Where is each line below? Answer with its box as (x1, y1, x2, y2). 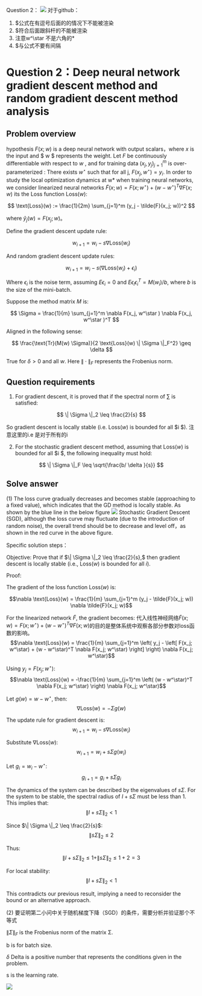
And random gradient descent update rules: (6, 252, 115, 260)
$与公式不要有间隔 (14, 42, 62, 49)
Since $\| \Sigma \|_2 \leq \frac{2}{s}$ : (6, 822, 103, 829)
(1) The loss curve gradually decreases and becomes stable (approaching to (6, 495, 196, 502)
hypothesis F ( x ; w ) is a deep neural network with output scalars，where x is (6, 145, 195, 153)
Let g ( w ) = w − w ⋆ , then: (6, 694, 68, 702)
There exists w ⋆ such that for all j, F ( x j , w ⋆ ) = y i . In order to (46, 167, 192, 177)
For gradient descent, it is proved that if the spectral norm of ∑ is (14, 393, 176, 400)
